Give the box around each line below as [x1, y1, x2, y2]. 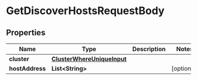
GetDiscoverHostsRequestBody [6, 4, 165, 18]
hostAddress [9, 65, 46, 72]
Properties [6, 28, 46, 38]
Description [132, 45, 166, 53]
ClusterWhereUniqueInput [51, 55, 127, 63]
